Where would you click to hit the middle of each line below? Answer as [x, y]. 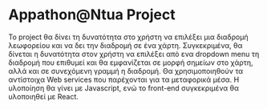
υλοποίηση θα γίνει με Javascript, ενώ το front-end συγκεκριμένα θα [123, 88]
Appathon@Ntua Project [92, 15]
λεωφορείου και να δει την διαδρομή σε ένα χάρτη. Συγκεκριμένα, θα [125, 45]
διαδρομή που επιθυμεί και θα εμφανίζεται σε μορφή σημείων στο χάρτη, [131, 63]
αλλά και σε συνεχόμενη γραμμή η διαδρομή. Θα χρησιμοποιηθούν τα [126, 71]
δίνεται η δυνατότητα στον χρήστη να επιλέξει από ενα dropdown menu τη [134, 54]
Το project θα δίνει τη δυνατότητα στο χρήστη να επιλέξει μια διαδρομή [128, 37]
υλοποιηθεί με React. [43, 96]
